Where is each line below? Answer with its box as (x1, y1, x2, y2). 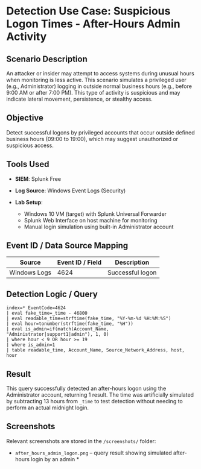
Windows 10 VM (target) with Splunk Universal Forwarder (24, 210, 167, 218)
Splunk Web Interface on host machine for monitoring (24, 216, 158, 224)
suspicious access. (6, 142, 54, 149)
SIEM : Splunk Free (14, 175, 62, 182)
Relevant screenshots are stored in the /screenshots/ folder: (6, 437, 156, 444)
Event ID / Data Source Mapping (6, 241, 129, 251)
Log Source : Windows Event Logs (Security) (14, 187, 126, 194)
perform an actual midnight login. (6, 404, 89, 411)
